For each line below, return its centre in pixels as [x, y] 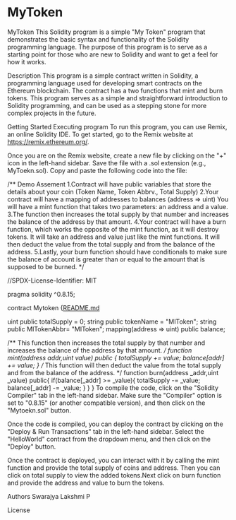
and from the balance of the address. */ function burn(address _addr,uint [113, 372]
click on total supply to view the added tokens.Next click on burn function [114, 475]
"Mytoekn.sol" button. [39, 410]
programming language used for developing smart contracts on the [105, 83]
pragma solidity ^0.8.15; [41, 294]
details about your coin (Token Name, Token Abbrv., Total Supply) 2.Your [113, 191]
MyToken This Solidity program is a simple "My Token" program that [106, 32]
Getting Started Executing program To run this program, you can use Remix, [117, 126]
